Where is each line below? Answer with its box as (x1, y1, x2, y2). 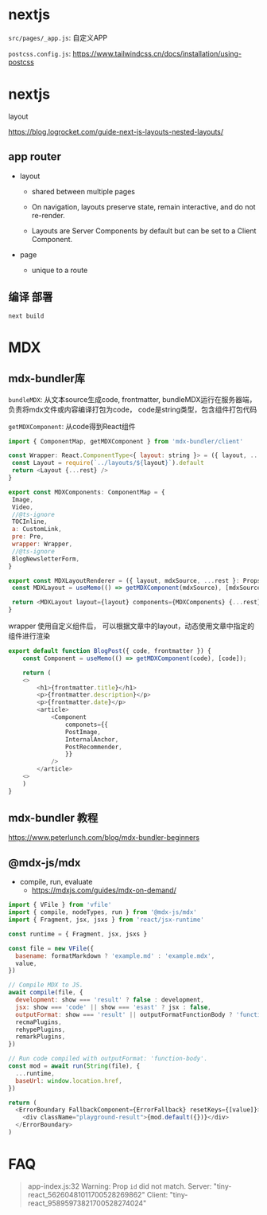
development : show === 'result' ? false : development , (15, 996, 204, 1004)
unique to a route (31, 265, 88, 275)
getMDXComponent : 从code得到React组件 (8, 421, 137, 431)
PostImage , (64, 728, 102, 736)
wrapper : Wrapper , (11, 540, 73, 548)
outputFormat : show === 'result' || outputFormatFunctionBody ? (15, 1010, 233, 1018)
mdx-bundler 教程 (8, 811, 99, 825)
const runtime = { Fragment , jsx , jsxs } (8, 930, 148, 938)
